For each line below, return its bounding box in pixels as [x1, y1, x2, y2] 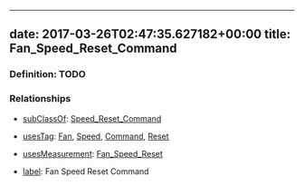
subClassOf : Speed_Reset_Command [22, 113, 162, 123]
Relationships [9, 93, 71, 105]
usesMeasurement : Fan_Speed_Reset [22, 148, 163, 159]
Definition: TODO [9, 68, 86, 81]
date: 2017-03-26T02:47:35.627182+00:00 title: [9, 26, 291, 42]
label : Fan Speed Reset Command [22, 165, 149, 177]
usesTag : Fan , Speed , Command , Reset [22, 131, 169, 142]
